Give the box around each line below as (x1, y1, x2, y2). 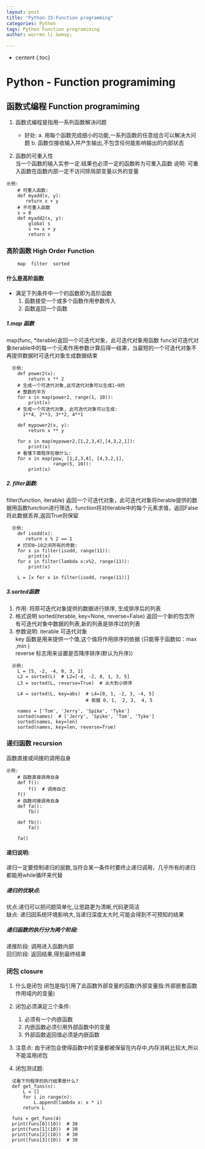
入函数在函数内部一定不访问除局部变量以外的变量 (15, 168, 139, 175)
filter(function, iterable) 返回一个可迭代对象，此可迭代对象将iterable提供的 (6, 496, 192, 504)
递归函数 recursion (6, 739, 62, 747)
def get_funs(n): (12, 1084, 56, 1090)
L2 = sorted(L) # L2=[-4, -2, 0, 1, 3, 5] (17, 673, 130, 679)
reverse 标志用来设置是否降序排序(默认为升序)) (15, 649, 133, 657)
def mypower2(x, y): (17, 422, 70, 429)
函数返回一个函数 (24, 304, 68, 312)
